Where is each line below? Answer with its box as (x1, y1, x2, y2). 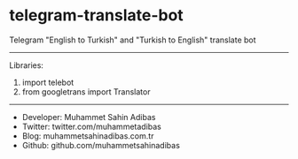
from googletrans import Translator (21, 86, 151, 97)
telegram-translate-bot (9, 5, 184, 26)
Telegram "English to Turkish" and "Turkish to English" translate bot (9, 34, 256, 45)
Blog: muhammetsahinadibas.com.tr (21, 130, 154, 141)
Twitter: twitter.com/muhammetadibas (21, 121, 161, 132)
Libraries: (9, 59, 44, 71)
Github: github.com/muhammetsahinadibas (21, 140, 180, 150)
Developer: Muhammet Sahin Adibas (21, 111, 156, 122)
